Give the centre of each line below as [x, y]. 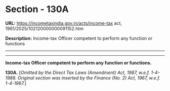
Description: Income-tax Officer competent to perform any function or [79, 38]
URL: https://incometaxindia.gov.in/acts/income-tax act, [64, 23]
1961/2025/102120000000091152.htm [45, 28]
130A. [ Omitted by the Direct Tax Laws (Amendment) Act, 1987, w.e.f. [78, 72]
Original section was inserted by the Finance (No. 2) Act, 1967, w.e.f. [89, 78]
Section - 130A [37, 9]
